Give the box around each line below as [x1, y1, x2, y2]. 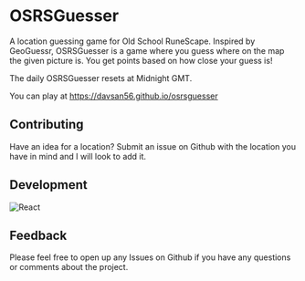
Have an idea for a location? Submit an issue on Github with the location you [9, 140, 297, 151]
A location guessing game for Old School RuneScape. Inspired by [9, 36, 256, 47]
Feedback [9, 227, 68, 243]
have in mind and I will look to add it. [9, 151, 147, 161]
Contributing [9, 117, 84, 132]
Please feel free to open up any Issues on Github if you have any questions [9, 252, 291, 263]
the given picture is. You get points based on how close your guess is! [9, 55, 273, 66]
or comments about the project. [9, 262, 129, 273]
